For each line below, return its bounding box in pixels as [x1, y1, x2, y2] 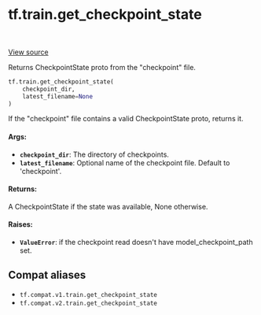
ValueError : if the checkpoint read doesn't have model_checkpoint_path [19, 238, 253, 247]
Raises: [8, 220, 33, 229]
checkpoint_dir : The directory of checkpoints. [19, 150, 169, 159]
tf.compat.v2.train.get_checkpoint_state [19, 299, 157, 307]
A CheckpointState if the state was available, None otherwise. [8, 202, 208, 211]
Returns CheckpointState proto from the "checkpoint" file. [8, 62, 197, 72]
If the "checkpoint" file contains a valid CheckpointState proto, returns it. [8, 114, 244, 124]
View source [8, 47, 49, 57]
